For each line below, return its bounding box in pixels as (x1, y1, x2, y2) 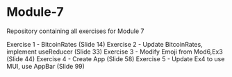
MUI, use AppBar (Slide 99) (6, 62, 85, 70)
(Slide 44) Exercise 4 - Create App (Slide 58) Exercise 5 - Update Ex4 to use (6, 54, 225, 63)
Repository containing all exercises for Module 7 (6, 27, 144, 35)
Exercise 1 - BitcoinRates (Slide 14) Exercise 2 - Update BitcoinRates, (6, 40, 203, 48)
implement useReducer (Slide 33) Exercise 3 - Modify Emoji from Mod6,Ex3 (6, 47, 223, 56)
